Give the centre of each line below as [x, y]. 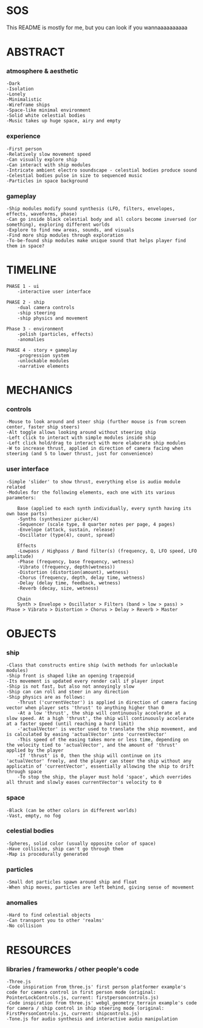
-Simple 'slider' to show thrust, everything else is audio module [94, 481]
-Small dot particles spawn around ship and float [72, 882]
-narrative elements [43, 366]
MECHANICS [40, 390]
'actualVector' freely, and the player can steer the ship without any [99, 761]
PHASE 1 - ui [23, 286]
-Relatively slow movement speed [49, 154]
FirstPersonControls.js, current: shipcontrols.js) [73, 1013]
